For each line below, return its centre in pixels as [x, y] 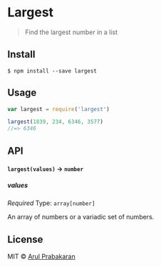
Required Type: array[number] [51, 203]
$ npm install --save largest [52, 71]
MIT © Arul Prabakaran [42, 256]
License [25, 239]
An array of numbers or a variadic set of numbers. [81, 217]
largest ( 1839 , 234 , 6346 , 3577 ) [55, 122]
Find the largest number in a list [71, 32]
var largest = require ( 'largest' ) [59, 109]
